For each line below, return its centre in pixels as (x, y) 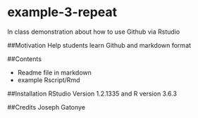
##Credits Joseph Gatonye (47, 107)
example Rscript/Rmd (49, 80)
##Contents (25, 59)
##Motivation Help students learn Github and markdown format (99, 45)
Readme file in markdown (54, 72)
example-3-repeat (62, 12)
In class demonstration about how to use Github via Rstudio (94, 32)
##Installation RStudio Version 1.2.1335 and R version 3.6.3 (92, 93)
